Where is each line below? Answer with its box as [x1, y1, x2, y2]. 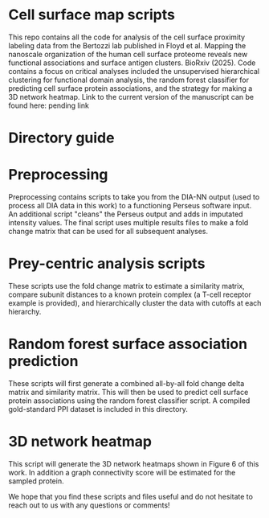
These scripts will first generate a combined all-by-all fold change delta [8, 378, 245, 388]
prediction [8, 352, 79, 371]
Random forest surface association [8, 335, 247, 353]
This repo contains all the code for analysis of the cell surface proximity [8, 32, 246, 42]
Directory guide [8, 129, 115, 147]
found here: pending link [8, 101, 90, 110]
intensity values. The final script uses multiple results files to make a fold [8, 218, 249, 228]
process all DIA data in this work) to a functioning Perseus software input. [8, 201, 252, 211]
